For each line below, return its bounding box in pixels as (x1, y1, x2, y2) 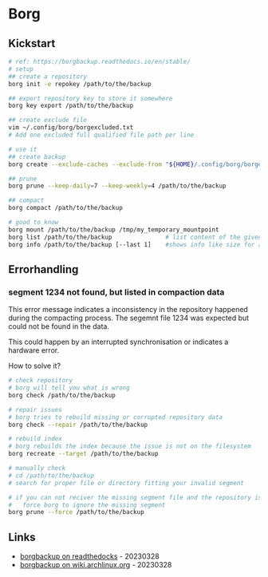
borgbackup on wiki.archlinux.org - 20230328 (19, 560, 172, 570)
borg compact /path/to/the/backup (8, 204, 124, 212)
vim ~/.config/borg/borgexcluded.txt (8, 124, 134, 132)
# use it (8, 145, 37, 153)
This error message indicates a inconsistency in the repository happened (8, 305, 249, 314)
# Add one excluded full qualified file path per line (8, 131, 195, 139)
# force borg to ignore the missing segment (8, 500, 166, 509)
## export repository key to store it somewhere (8, 94, 173, 102)
